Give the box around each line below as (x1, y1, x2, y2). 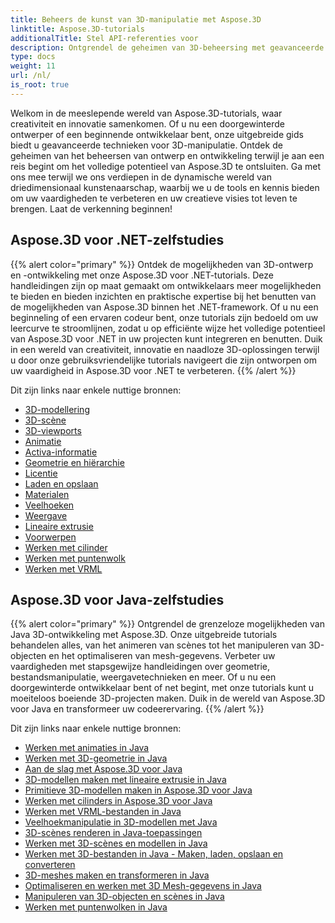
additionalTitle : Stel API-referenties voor (10, 33, 199, 43)
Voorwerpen (24, 531, 77, 543)
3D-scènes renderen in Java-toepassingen (24, 827, 203, 839)
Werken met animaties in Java (24, 742, 150, 754)
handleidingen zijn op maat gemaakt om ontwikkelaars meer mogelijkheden (10, 279, 322, 291)
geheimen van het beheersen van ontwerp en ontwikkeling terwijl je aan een (10, 149, 325, 161)
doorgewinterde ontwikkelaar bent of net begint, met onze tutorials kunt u (10, 682, 315, 694)
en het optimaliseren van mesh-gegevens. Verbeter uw (48, 650, 276, 662)
